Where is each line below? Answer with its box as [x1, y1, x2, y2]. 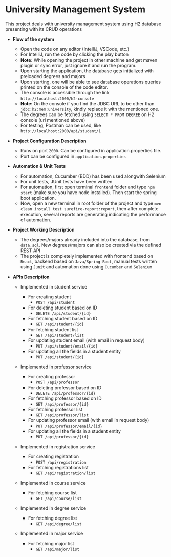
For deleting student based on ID [28, 304, 97, 311]
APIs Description [12, 274, 50, 280]
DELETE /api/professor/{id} [35, 391, 96, 396]
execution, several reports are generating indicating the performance [20, 211, 166, 217]
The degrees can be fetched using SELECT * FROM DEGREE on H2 [20, 111, 155, 118]
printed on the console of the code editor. [20, 84, 109, 90]
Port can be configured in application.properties [20, 153, 126, 159]
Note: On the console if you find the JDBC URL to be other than [20, 100, 155, 106]
